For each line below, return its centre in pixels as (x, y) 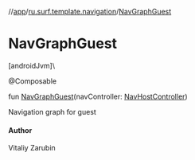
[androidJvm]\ (32, 65)
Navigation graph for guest (53, 111)
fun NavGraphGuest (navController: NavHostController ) (98, 96)
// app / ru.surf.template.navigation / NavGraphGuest (90, 12)
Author (20, 130)
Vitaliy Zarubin (32, 148)
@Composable (33, 81)
